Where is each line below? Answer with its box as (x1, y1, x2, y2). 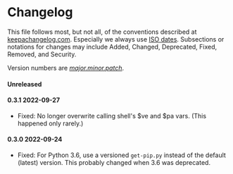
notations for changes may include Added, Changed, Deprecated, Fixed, (7, 42, 218, 51)
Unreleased (7, 80, 42, 88)
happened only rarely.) (17, 119, 84, 128)
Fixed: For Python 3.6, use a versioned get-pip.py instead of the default (17, 151, 227, 159)
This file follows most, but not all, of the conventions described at (7, 27, 197, 36)
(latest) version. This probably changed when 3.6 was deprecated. (17, 158, 211, 166)
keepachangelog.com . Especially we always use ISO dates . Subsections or (7, 35, 225, 43)
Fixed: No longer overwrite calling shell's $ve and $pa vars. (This (17, 111, 206, 120)
